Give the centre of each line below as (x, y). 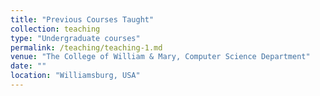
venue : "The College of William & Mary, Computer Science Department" (160, 57)
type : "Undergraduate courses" (75, 38)
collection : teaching (55, 29)
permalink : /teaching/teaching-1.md (86, 47)
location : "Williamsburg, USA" (75, 76)
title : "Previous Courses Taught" (82, 19)
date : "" (28, 66)
